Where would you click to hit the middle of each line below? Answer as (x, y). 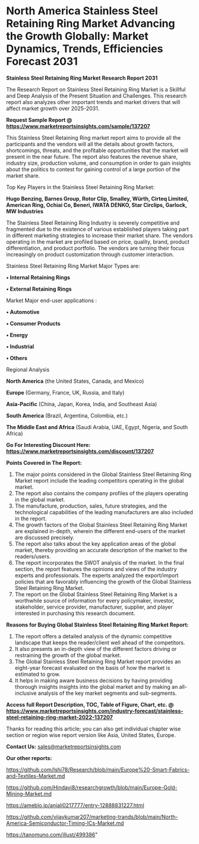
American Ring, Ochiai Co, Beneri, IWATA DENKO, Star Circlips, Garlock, (97, 205)
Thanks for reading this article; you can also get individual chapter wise (94, 729)
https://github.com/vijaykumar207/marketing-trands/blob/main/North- (92, 817)
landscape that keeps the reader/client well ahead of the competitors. (100, 643)
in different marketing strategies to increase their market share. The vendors (99, 235)
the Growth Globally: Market (77, 36)
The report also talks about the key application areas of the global (95, 544)
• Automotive (23, 312)
